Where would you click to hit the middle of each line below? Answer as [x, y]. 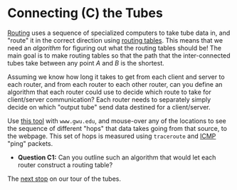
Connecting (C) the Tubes [85, 13]
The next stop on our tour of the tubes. [64, 179]
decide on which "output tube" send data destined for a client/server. [109, 107]
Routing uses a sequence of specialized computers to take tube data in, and [119, 33]
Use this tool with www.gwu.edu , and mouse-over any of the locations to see [117, 121]
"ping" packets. [30, 143]
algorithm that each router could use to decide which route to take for [109, 92]
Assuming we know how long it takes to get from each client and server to [116, 77]
